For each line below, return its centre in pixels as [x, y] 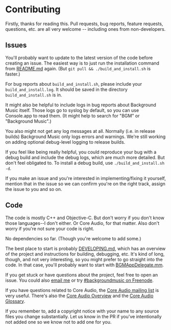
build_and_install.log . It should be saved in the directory [66, 89]
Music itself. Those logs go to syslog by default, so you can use [72, 110]
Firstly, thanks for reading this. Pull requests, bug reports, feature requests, [84, 24]
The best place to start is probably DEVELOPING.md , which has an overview [86, 248]
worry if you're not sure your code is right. [50, 228]
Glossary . [15, 301]
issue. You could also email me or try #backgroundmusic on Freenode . [80, 280]
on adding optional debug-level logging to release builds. [65, 142]
